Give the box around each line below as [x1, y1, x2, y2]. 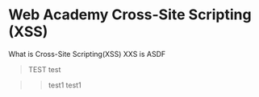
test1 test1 [48, 80, 82, 90]
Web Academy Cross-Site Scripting [8, 6, 252, 24]
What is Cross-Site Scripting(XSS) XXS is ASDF [8, 49, 166, 59]
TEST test [27, 64, 61, 74]
